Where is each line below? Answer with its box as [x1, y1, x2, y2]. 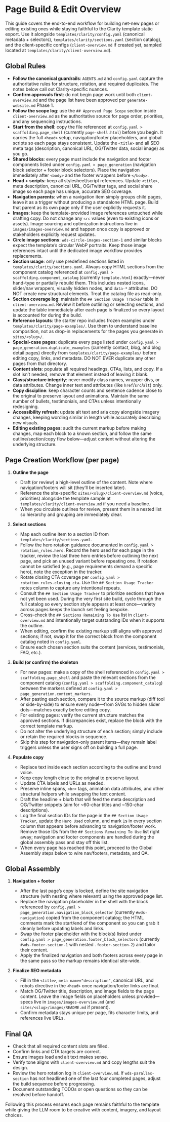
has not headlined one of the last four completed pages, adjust [29, 1075, 161, 1081]
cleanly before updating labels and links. [20, 926, 105, 932]
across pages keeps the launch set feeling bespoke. [20, 606, 129, 612]
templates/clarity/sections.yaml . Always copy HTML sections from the [12, 263, 164, 269]
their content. [20, 947, 49, 953]
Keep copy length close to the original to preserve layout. [20, 775, 140, 781]
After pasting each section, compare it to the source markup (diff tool [20, 696, 165, 702]
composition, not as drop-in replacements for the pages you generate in [12, 328, 163, 334]
